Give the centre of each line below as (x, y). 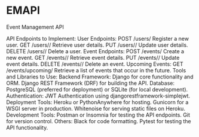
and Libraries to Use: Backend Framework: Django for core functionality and (100, 77)
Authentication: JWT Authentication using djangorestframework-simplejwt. (98, 96)
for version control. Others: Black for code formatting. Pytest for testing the (99, 121)
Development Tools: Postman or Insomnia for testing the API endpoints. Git (98, 115)
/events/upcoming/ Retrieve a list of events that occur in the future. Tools (96, 70)
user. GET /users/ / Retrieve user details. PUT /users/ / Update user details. (97, 45)
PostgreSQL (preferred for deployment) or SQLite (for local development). (97, 89)
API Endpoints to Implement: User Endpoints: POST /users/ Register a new (98, 38)
